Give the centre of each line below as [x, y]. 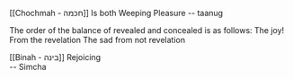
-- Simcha [28, 67]
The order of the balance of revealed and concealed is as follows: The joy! [147, 30]
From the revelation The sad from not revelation [98, 40]
